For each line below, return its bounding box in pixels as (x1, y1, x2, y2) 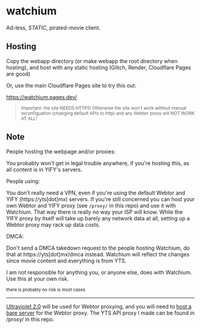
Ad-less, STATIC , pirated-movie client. (6, 24, 100, 31)
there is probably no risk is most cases (6, 286, 86, 292)
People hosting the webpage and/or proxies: (6, 148, 116, 155)
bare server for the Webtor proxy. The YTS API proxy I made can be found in (6, 309, 195, 316)
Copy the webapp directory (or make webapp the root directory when (6, 57, 178, 64)
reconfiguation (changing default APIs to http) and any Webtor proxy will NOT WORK (20, 110, 195, 116)
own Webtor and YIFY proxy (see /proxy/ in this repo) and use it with (6, 202, 176, 209)
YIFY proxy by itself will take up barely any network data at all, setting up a (6, 214, 190, 222)
